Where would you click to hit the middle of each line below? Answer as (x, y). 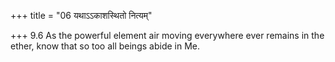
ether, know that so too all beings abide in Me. (105, 46)
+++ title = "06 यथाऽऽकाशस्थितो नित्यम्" (81, 15)
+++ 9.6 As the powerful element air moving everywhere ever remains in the (167, 35)
